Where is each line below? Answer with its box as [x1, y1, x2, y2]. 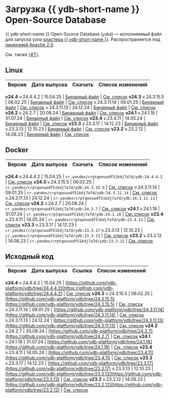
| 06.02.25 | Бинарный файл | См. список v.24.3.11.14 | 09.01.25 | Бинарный [5, 99, 164, 105]
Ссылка [72, 267, 92, 274]
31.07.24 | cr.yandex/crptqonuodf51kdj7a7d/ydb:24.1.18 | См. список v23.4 [5, 211, 164, 217]
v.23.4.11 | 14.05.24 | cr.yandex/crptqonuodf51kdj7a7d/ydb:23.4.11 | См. [5, 216, 155, 222]
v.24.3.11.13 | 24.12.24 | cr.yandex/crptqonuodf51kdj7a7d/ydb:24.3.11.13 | [5, 195, 158, 201]
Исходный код [5, 252, 54, 261]
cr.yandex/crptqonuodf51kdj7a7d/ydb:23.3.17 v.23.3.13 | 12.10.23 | [5, 227, 143, 233]
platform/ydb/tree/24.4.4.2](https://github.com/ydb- [5, 285, 114, 291]
